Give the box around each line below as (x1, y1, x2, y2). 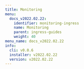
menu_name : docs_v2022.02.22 (5, 39, 64, 44)
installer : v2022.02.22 (9, 52, 57, 57)
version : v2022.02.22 (9, 57, 53, 62)
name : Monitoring (14, 25, 49, 30)
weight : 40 (14, 34, 36, 39)
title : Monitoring (5, 7, 42, 12)
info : (5, 43, 16, 48)
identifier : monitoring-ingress (14, 20, 79, 26)
